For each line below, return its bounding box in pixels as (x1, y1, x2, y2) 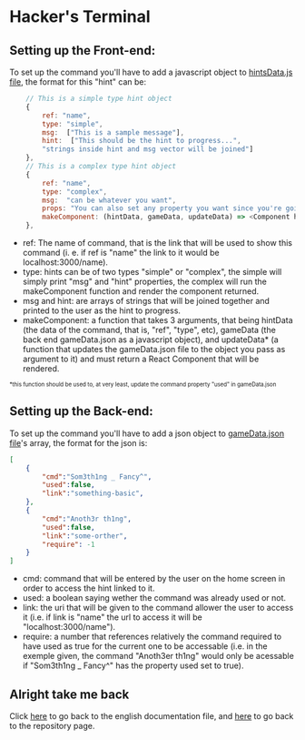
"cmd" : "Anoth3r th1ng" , (42, 514, 132, 523)
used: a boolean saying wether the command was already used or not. (22, 593, 287, 603)
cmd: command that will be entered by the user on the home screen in (22, 573, 286, 584)
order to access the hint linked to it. (22, 583, 155, 593)
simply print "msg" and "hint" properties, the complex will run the (22, 276, 268, 287)
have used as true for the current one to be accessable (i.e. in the (22, 641, 268, 652)
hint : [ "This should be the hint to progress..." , (42, 137, 242, 146)
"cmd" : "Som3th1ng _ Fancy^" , (42, 471, 152, 482)
